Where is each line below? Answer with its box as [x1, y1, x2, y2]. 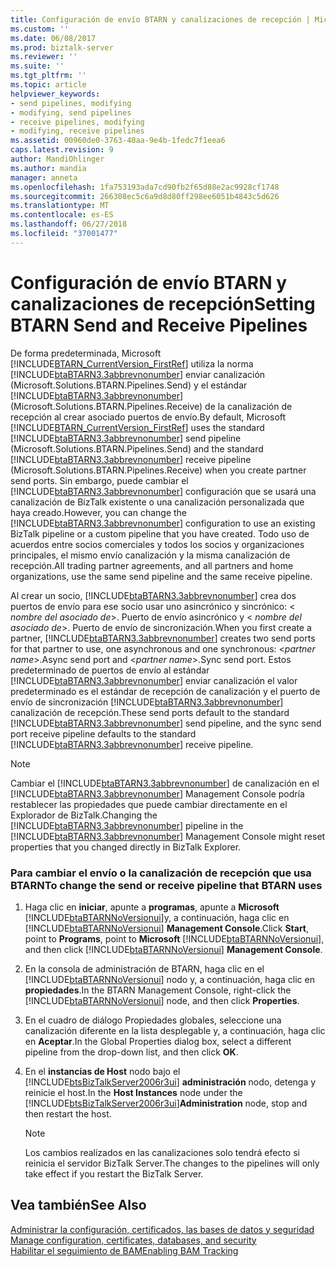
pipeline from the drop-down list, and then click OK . [24, 1046, 239, 1058]
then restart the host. [24, 1107, 112, 1120]
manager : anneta [10, 172, 78, 183]
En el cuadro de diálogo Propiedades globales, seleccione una [24, 1014, 282, 1026]
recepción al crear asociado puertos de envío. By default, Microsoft [10, 411, 287, 423]
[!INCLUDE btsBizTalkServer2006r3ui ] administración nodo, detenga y [24, 1076, 317, 1088]
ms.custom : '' [10, 24, 70, 34]
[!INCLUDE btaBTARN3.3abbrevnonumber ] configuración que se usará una [10, 485, 317, 497]
